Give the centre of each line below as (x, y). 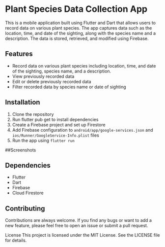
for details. (16, 241)
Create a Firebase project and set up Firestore (59, 125)
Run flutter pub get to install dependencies (55, 119)
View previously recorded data (43, 76)
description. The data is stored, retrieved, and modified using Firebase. (77, 38)
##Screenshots (21, 150)
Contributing (25, 208)
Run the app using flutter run (43, 140)
